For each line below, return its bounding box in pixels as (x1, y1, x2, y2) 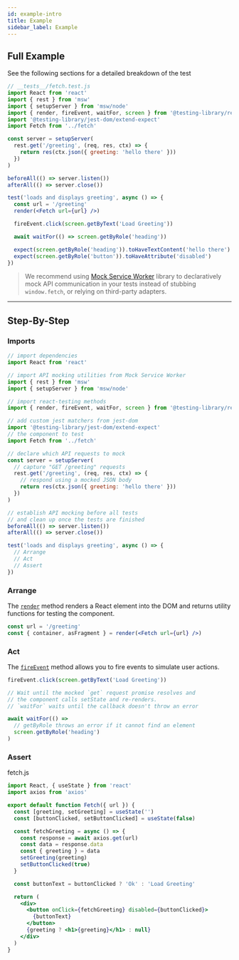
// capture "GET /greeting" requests (14, 463, 126, 470)
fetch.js (7, 768, 30, 777)
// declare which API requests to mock (7, 450, 126, 457)
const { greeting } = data (20, 847, 100, 855)
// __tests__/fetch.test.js (7, 83, 91, 90)
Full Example (7, 50, 65, 62)
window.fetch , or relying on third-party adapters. (24, 287, 167, 296)
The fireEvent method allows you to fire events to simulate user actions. (7, 662, 220, 671)
